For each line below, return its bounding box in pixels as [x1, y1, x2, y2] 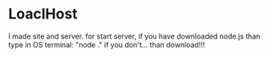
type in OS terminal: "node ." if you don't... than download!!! [8, 39, 205, 49]
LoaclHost [8, 5, 78, 23]
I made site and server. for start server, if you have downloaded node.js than [8, 31, 261, 41]
